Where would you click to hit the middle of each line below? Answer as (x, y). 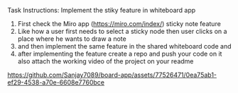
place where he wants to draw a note (72, 39)
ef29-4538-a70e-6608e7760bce (56, 82)
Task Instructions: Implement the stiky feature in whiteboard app (102, 10)
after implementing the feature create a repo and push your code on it (120, 54)
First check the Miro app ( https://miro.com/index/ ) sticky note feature (119, 24)
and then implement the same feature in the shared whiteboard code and (124, 46)
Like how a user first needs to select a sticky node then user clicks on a (122, 31)
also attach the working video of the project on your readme (106, 61)
